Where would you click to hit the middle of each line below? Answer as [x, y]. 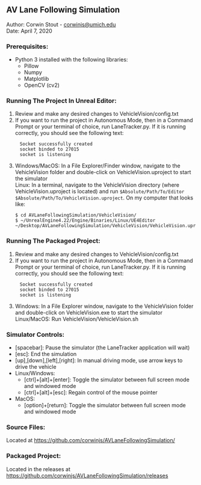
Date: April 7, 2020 [29, 31]
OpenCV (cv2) [42, 85]
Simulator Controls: [36, 334]
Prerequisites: [27, 46]
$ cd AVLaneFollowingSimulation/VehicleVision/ [76, 215]
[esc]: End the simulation [46, 354]
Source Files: [26, 427]
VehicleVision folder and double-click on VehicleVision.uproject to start [103, 172]
